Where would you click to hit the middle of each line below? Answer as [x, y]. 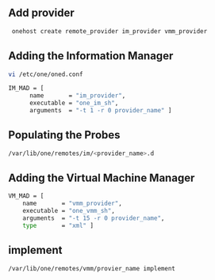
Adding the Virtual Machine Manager [102, 178]
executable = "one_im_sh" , [74, 103]
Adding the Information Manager [91, 56]
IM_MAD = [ [26, 89]
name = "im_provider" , [77, 96]
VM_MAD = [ [26, 196]
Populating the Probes [64, 135]
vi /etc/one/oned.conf [46, 74]
